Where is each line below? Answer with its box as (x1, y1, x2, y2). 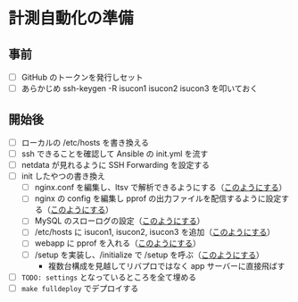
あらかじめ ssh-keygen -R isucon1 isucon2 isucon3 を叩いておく (21, 83, 258, 94)
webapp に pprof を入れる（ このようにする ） (34, 238, 202, 248)
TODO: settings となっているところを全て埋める (21, 272, 197, 282)
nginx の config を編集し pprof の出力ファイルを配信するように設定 (34, 193, 282, 204)
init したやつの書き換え (21, 171, 106, 181)
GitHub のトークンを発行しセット (21, 72, 144, 82)
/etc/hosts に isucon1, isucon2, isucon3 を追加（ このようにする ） (34, 227, 276, 238)
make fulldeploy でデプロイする (21, 282, 139, 293)
